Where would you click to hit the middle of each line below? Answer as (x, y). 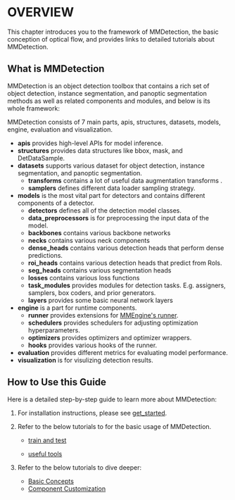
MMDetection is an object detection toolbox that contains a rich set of (108, 86)
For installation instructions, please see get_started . (92, 413)
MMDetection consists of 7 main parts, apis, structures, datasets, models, (114, 122)
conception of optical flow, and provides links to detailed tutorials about (111, 39)
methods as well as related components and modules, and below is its (109, 101)
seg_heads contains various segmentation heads (100, 270)
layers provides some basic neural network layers (101, 300)
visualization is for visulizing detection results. (85, 360)
